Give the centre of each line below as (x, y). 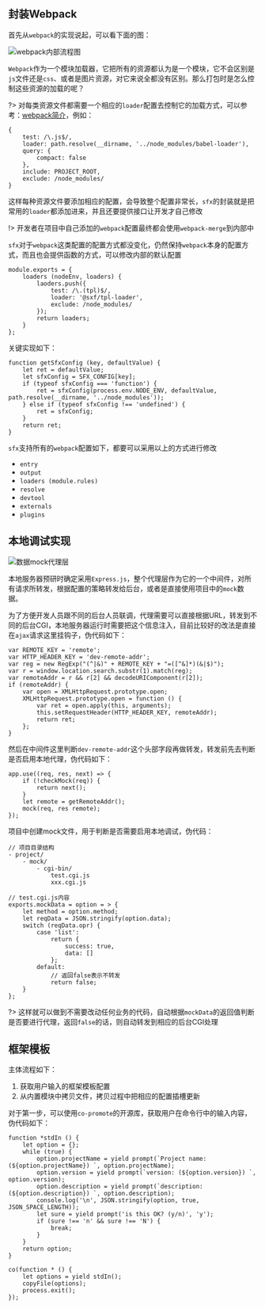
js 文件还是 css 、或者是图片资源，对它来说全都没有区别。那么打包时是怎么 (128, 78)
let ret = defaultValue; (63, 370)
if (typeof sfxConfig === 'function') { (90, 384)
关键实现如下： (32, 348)
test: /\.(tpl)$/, (81, 290)
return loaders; (63, 318)
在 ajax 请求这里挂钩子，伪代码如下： (67, 635)
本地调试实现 (40, 541)
